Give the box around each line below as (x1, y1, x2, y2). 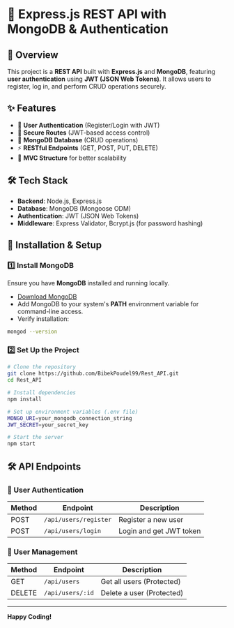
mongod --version (7, 328, 58, 336)
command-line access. (17, 307, 84, 316)
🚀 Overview (7, 49, 58, 61)
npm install (7, 396, 42, 403)
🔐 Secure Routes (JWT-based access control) (17, 128, 150, 137)
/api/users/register (44, 516, 112, 523)
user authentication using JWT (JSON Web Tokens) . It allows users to (7, 75, 212, 83)
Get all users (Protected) (100, 577, 181, 587)
